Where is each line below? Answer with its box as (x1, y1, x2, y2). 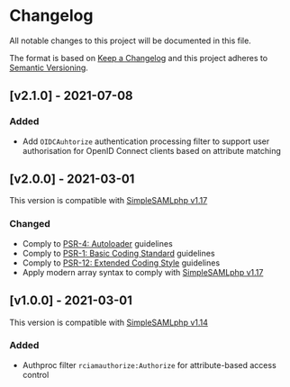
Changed (9, 218, 51, 230)
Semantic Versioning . (9, 62, 88, 73)
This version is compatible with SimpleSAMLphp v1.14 (9, 317, 209, 328)
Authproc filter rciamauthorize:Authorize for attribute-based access (22, 359, 276, 370)
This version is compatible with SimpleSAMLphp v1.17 (9, 195, 208, 206)
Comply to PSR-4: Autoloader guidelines (22, 238, 173, 248)
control (22, 369, 50, 380)
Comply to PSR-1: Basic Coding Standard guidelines (22, 247, 215, 258)
